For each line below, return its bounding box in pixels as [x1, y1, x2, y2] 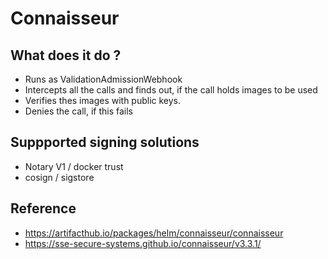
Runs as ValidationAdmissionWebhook [24, 73, 183, 85]
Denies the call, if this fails [24, 105, 134, 117]
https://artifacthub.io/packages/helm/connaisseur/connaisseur [24, 227, 284, 239]
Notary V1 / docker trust [24, 160, 124, 172]
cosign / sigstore [24, 171, 95, 183]
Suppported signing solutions [10, 134, 200, 151]
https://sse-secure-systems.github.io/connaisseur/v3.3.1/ [24, 237, 262, 249]
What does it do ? [10, 47, 122, 64]
